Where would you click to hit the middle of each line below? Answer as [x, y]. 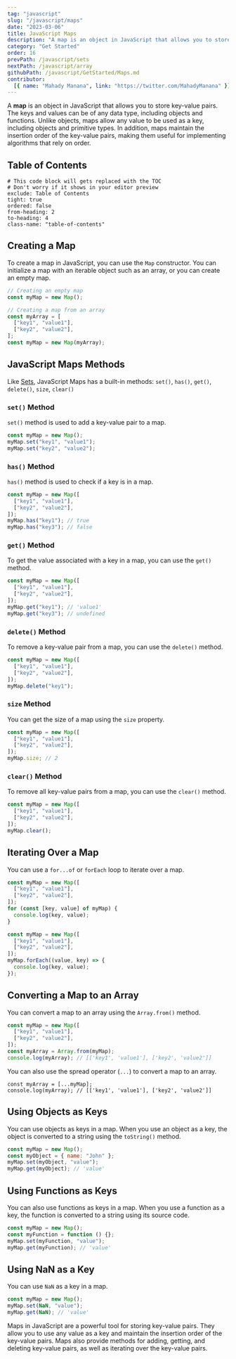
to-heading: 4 [28, 219]
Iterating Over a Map [53, 852]
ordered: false [29, 206]
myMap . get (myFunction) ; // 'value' [59, 1248]
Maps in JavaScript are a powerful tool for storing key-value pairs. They [111, 1325]
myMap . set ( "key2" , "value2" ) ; [52, 448]
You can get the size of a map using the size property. [86, 719]
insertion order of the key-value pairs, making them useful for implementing [117, 136]
